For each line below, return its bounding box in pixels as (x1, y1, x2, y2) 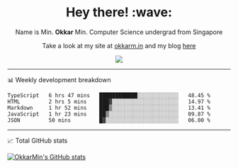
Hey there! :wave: (66, 4, 172, 21)
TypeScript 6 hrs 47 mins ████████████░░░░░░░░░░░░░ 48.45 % (7, 91, 211, 99)
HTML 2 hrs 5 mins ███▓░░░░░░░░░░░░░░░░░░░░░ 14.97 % (7, 98, 211, 105)
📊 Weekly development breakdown (7, 75, 111, 84)
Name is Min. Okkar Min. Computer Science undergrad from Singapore (15, 28, 223, 36)
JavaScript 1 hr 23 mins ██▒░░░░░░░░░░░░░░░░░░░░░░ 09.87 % (7, 111, 211, 118)
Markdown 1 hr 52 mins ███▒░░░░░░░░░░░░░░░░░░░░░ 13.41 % (7, 104, 211, 111)
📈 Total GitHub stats (7, 136, 68, 145)
